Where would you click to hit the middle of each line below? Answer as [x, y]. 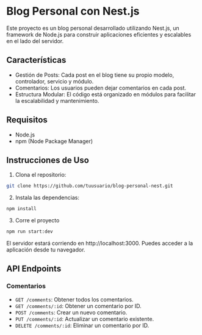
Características [36, 60]
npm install [21, 209]
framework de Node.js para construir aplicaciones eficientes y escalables [99, 34]
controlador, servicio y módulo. [54, 81]
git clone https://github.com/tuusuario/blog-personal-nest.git [90, 186]
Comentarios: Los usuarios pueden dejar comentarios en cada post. [101, 88]
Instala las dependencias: [47, 198]
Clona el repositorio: [41, 175]
